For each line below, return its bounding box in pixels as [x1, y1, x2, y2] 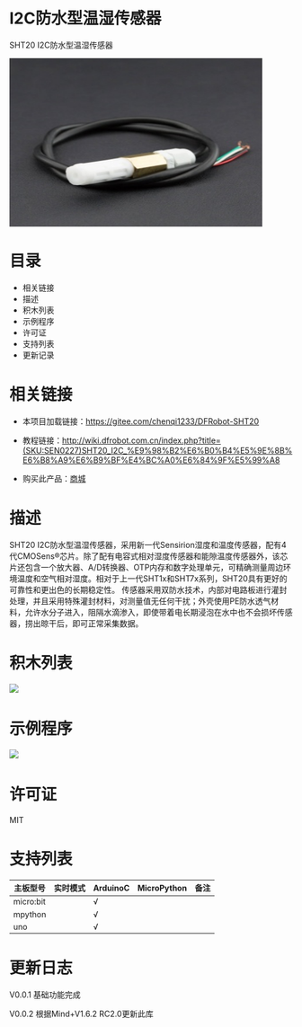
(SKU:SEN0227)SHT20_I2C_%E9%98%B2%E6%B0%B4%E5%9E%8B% [22, 445, 293, 456]
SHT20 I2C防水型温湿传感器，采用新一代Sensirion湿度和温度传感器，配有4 [9, 539, 287, 550]
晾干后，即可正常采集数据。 [40, 617, 144, 629]
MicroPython [137, 882, 187, 893]
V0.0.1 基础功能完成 [9, 989, 81, 1000]
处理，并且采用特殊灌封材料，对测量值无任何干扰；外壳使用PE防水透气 [9, 595, 271, 606]
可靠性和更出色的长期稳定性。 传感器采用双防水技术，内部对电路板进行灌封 [9, 584, 288, 595]
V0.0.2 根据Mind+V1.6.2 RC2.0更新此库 [9, 1008, 155, 1020]
